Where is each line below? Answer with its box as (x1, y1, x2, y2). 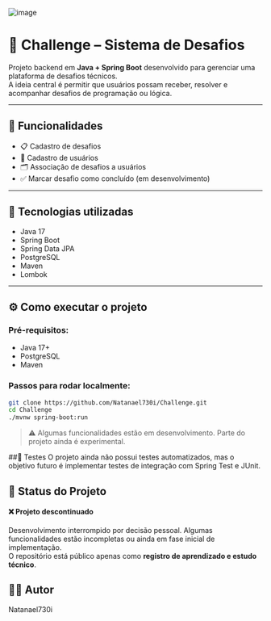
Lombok (19, 269, 48, 279)
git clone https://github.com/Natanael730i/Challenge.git (8, 398, 207, 407)
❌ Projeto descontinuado (8, 507, 94, 517)
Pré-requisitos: (8, 324, 69, 335)
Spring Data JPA (19, 243, 75, 254)
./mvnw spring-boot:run (8, 413, 89, 422)
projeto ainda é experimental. (27, 437, 126, 447)
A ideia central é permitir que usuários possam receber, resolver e (8, 79, 228, 89)
